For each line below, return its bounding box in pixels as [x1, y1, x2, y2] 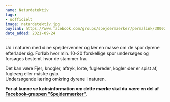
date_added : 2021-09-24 [5, 31, 56, 36]
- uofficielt [5, 17, 33, 22]
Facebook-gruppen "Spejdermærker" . [5, 91, 88, 97]
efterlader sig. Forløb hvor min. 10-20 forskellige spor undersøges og [5, 50, 149, 56]
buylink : [5, 26, 24, 31]
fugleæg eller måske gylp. [5, 71, 60, 76]
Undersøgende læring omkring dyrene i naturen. [5, 76, 106, 82]
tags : [5, 12, 17, 17]
